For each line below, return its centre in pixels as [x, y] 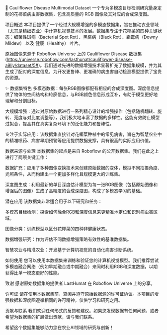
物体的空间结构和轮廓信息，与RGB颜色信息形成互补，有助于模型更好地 [86, 94]
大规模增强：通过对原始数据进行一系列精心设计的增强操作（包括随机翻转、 [81, 111]
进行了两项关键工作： [27, 157]
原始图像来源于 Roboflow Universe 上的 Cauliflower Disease [66, 54]
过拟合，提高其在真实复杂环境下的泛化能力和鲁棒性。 [60, 124]
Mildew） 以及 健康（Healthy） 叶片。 [44, 43]
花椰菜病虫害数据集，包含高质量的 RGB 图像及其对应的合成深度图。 [83, 14]
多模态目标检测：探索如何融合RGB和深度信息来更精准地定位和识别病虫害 [79, 212]
